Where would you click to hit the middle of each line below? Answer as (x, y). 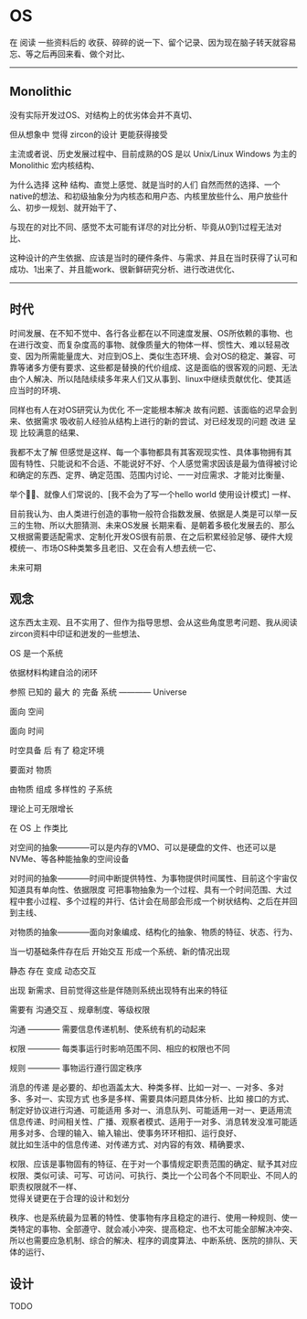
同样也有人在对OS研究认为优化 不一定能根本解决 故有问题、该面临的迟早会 (149, 410)
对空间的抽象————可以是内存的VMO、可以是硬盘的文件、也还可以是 (143, 847)
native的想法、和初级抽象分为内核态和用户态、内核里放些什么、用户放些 (145, 196)
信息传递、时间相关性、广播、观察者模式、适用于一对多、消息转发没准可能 (149, 1122)
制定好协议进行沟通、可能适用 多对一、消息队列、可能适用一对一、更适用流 (151, 1111)
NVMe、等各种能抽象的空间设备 (69, 859)
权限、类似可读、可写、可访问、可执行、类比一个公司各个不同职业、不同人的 (153, 1175)
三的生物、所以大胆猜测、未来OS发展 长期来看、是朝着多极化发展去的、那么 (152, 525)
